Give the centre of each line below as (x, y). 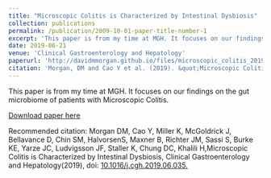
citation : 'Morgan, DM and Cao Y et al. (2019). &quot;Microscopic (124, 68)
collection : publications (52, 23)
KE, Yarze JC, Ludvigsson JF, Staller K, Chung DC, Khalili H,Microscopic (128, 148)
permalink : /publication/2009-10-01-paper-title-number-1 (108, 31)
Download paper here (44, 115)
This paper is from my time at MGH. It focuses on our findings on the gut (129, 91)
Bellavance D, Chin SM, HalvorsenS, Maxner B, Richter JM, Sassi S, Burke (131, 139)
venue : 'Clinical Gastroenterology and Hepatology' (97, 53)
